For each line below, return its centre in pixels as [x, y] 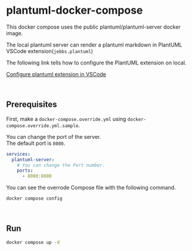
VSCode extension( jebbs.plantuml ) [50, 51]
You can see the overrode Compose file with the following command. [91, 188]
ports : [25, 171]
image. [15, 33]
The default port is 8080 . [36, 143]
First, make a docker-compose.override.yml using [66, 119]
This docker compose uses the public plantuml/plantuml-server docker [93, 27]
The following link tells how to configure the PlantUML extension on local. [96, 63]
